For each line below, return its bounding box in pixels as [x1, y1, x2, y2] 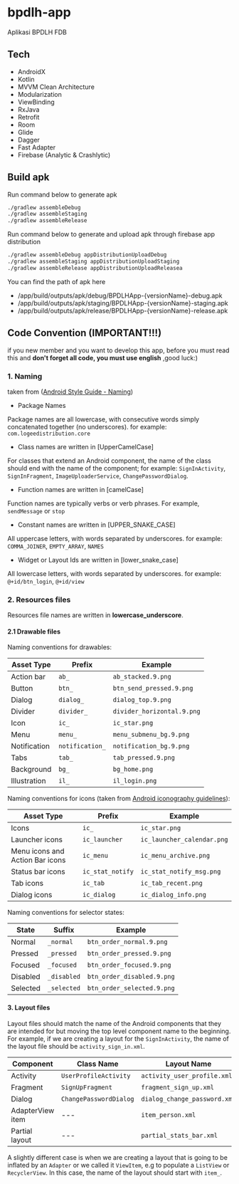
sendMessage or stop [7, 506, 65, 515]
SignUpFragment [61, 1083, 112, 1091]
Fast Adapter [17, 143, 56, 152]
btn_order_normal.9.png [87, 938, 168, 946]
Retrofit [17, 112, 40, 121]
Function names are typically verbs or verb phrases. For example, [7, 499, 200, 508]
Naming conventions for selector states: [7, 908, 124, 917]
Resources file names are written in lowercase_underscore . [7, 611, 184, 619]
